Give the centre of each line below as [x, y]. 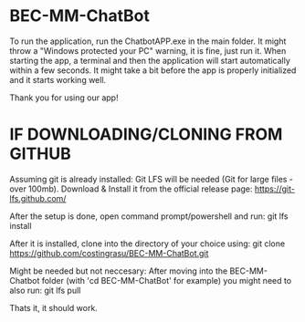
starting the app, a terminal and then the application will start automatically [150, 60]
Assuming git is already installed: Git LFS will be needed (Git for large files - [152, 179]
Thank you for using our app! [64, 98]
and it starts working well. [58, 79]
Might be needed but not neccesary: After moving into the [119, 271]
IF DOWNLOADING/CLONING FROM [146, 135]
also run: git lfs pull [45, 290]
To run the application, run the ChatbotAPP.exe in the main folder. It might [148, 41]
